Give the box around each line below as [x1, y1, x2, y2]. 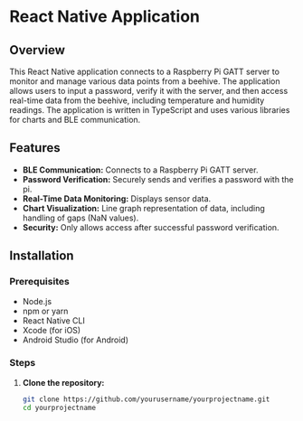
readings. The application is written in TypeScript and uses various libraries [9, 105, 290, 115]
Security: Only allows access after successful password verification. [22, 221, 279, 232]
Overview [9, 42, 66, 58]
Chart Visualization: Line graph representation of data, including [22, 202, 265, 213]
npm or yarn [22, 305, 69, 316]
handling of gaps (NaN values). [22, 212, 139, 223]
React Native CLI [22, 314, 86, 326]
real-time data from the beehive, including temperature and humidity [9, 95, 265, 106]
